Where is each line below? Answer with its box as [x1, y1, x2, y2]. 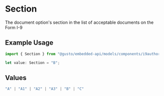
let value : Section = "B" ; [5, 60, 60, 65]
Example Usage [5, 39, 54, 47]
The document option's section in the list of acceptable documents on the [5, 19, 154, 25]
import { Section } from [5, 51, 56, 56]
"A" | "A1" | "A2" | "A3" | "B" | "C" [5, 86, 84, 92]
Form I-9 [5, 24, 23, 30]
